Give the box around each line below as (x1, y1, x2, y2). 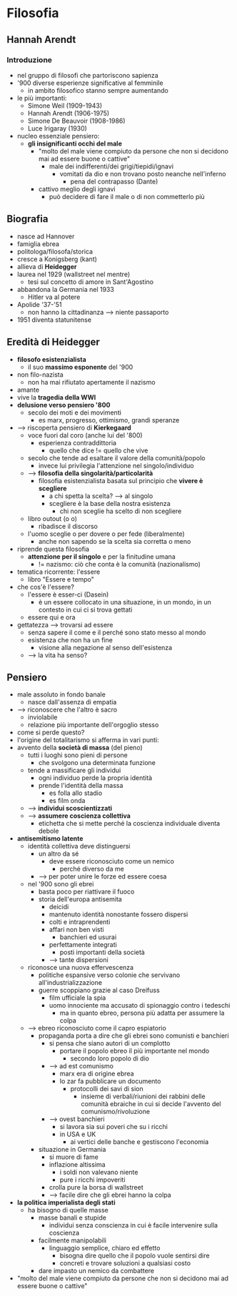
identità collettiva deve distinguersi (27, 842, 131, 851)
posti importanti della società (59, 948, 146, 957)
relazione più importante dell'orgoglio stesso (27, 721, 159, 729)
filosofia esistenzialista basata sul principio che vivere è (38, 476, 203, 485)
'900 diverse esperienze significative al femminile (16, 79, 163, 87)
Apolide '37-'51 (16, 300, 62, 308)
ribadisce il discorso (38, 522, 98, 530)
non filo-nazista (16, 370, 64, 379)
